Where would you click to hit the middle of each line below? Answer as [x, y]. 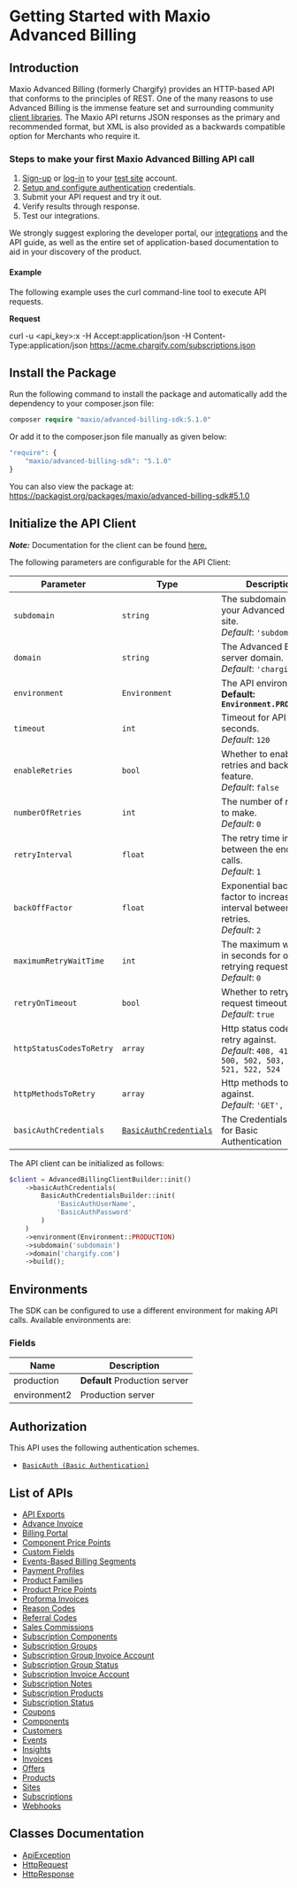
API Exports [43, 1514]
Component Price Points [66, 1542]
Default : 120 [245, 739]
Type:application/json [49, 345]
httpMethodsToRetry [54, 1094]
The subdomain [253, 599]
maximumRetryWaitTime [59, 961]
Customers [42, 1730]
